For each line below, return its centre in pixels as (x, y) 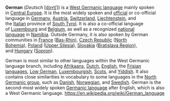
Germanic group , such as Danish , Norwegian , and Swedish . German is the (83, 82)
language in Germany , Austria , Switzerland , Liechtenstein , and (71, 18)
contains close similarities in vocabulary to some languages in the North (81, 77)
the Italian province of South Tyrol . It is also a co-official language (75, 23)
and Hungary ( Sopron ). (30, 51)
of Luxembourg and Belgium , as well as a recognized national (70, 29)
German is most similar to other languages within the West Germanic (77, 60)
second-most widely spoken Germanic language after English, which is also (85, 88)
